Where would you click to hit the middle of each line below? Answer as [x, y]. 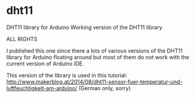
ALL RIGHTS [22, 39]
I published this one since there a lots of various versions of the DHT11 [94, 51]
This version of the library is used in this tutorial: [67, 75]
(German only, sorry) [105, 88]
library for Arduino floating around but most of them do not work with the [98, 57]
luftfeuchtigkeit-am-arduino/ [42, 88]
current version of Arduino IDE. [45, 64]
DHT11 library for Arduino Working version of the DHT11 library [84, 27]
